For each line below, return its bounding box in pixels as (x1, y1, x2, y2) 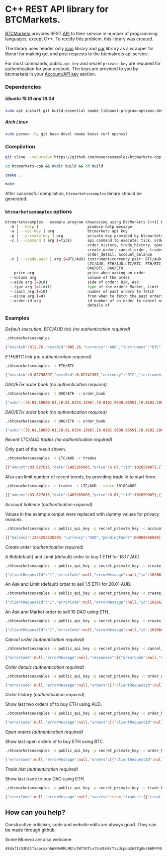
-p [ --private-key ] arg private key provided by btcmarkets (9, 233, 164, 238)
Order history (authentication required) (5, 692, 85, 698)
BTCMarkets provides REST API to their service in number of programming (5, 30, 158, 36)
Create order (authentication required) (5, 544, 84, 550)
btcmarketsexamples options (5, 208, 72, 215)
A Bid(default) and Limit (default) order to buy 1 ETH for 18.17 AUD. (5, 553, 141, 559)
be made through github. (5, 827, 56, 833)
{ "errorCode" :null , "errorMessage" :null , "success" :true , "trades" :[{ (5, 794, 148, 799)
